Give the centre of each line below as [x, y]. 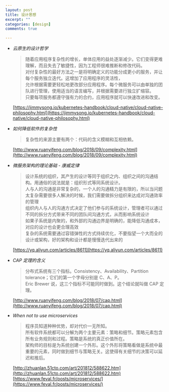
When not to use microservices [45, 316]
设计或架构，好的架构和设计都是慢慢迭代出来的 [74, 240]
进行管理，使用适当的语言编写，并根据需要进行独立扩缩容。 [92, 91]
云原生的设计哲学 [30, 48]
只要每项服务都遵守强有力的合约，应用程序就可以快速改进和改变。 [94, 97]
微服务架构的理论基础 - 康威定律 [46, 166]
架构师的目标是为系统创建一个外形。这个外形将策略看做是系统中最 [94, 345]
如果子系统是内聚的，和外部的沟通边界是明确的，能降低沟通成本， [94, 221]
